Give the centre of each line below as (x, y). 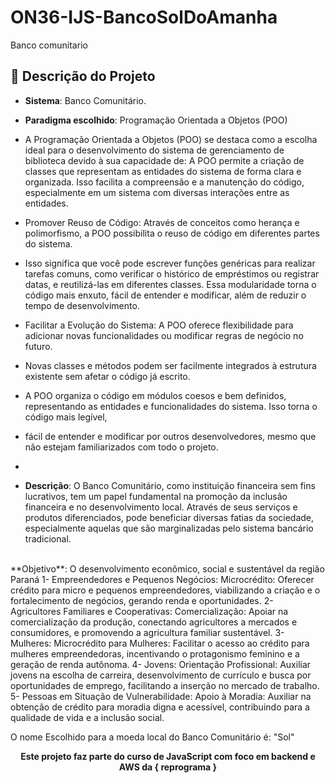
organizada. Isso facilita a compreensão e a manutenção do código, (164, 182)
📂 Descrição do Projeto (83, 76)
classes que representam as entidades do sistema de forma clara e (163, 171)
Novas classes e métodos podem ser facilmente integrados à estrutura (170, 365)
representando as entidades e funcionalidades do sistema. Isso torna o (171, 406)
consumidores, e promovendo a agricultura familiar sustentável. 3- (147, 632)
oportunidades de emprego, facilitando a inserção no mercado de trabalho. (165, 685)
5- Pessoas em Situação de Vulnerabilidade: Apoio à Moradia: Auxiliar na (161, 696)
